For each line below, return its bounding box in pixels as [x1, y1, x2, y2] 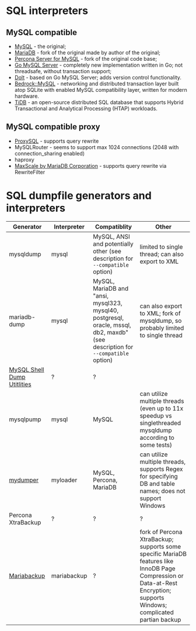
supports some [139, 542, 181, 550]
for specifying [139, 472, 178, 480]
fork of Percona [139, 527, 183, 536]
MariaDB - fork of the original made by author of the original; [14, 49, 160, 56]
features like [139, 557, 174, 565]
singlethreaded [139, 419, 181, 427]
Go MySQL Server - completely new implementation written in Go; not [14, 61, 183, 68]
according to [139, 433, 175, 442]
